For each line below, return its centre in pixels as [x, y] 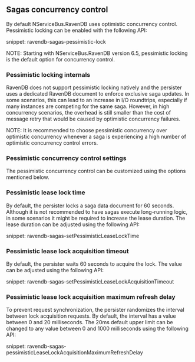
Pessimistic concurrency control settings [66, 158]
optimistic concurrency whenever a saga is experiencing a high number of [96, 137]
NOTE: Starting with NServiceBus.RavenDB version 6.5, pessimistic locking [97, 53]
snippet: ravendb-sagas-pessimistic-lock [56, 41]
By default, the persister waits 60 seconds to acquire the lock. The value [94, 264]
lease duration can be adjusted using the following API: [73, 224]
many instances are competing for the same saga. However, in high [88, 106]
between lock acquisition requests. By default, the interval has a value [91, 316]
